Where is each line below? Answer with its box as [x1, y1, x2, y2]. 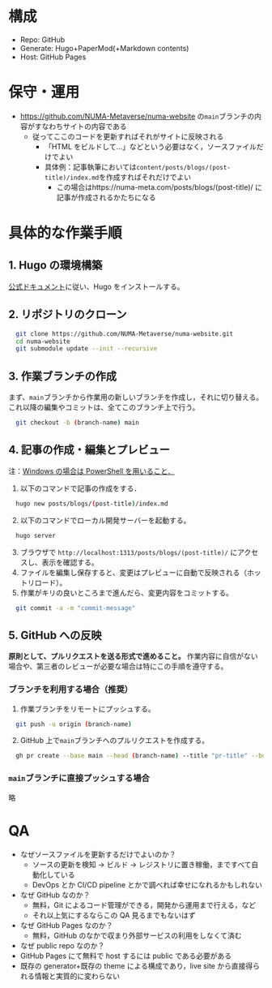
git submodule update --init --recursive [15, 345, 158, 353]
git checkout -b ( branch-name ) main [15, 419, 139, 427]
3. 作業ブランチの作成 [8, 369, 117, 383]
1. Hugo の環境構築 [8, 259, 103, 273]
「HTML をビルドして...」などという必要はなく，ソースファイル [44, 141, 257, 151]
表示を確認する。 [41, 557, 99, 567]
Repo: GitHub [19, 34, 66, 45]
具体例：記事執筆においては [44, 161, 137, 171]
